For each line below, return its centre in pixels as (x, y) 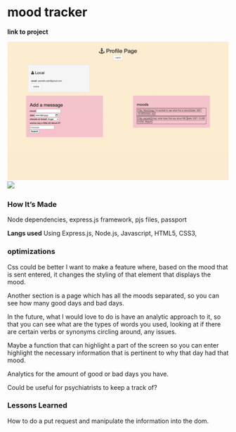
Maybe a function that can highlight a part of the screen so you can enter (113, 345)
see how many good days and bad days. (66, 303)
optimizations (31, 252)
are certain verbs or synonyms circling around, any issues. (92, 331)
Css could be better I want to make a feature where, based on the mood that (118, 267)
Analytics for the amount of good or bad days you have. (88, 374)
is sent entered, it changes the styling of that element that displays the (109, 274)
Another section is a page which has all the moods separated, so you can (113, 296)
